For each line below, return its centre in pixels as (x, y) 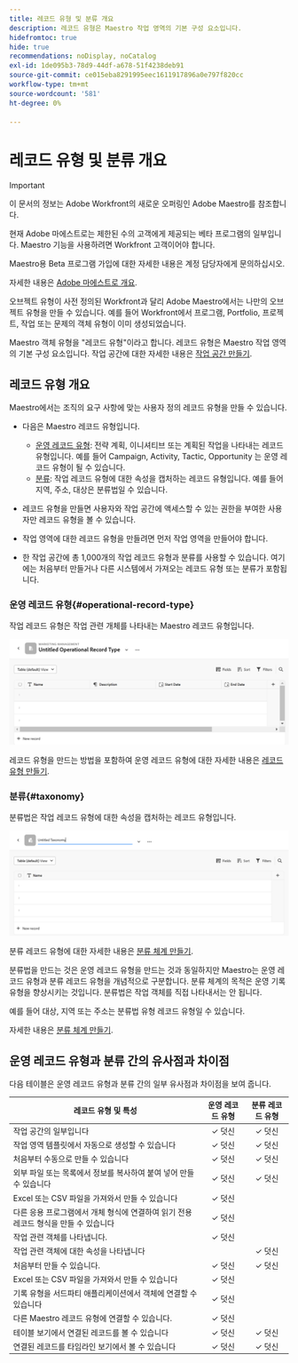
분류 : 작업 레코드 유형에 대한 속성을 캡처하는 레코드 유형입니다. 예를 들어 (159, 479)
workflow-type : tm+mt (49, 84)
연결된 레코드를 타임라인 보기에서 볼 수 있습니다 (94, 1346)
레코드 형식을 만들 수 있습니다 (64, 1223)
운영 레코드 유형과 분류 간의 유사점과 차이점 (119, 1060)
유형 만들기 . (30, 771)
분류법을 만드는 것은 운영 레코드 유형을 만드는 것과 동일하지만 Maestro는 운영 (142, 970)
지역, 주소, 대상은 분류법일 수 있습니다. (102, 490)
